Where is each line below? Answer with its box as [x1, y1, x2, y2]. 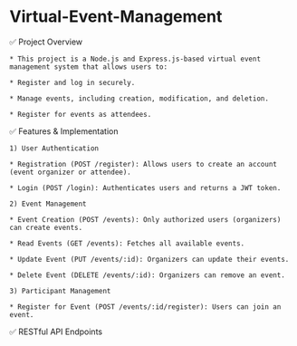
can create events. [9, 223, 83, 232]
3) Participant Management [9, 286, 111, 295]
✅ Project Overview [9, 36, 83, 47]
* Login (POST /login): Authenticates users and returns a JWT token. [9, 183, 282, 192]
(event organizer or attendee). [9, 168, 131, 177]
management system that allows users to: [9, 62, 168, 72]
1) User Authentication [9, 143, 100, 153]
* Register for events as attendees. [9, 110, 152, 119]
